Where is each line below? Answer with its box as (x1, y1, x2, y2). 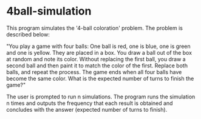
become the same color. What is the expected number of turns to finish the (6, 75, 194, 82)
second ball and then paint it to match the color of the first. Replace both (6, 62, 188, 69)
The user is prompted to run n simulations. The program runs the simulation (6, 93, 196, 100)
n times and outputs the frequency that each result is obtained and (6, 99, 173, 107)
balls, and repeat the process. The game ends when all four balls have (6, 68, 182, 75)
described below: (6, 30, 50, 38)
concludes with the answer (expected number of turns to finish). (6, 106, 168, 113)
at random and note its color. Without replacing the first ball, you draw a (6, 55, 186, 63)
